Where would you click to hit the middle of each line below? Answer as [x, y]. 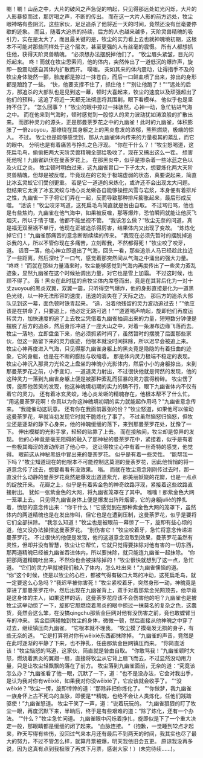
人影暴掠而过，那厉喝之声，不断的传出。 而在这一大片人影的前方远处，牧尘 [100, 16]
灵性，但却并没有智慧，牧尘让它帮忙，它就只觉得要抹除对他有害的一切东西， [101, 545]
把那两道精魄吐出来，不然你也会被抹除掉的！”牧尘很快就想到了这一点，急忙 [100, 560]
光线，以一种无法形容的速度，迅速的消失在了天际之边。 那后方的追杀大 [99, 296]
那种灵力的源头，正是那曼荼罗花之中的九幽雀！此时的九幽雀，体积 [105, 122]
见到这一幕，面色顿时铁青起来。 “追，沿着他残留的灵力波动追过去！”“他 [100, 303]
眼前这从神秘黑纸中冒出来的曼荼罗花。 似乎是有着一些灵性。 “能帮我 [103, 454]
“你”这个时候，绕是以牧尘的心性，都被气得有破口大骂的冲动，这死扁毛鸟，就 [101, 575]
